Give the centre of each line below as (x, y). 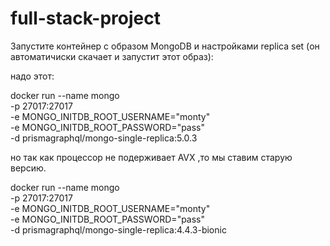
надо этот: (32, 76)
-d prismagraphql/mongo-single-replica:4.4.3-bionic (118, 229)
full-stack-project (85, 18)
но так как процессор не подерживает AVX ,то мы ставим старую (151, 157)
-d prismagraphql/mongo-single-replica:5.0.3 (104, 138)
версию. (28, 168)
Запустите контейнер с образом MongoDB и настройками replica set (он (165, 46)
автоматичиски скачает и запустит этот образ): (112, 56)
